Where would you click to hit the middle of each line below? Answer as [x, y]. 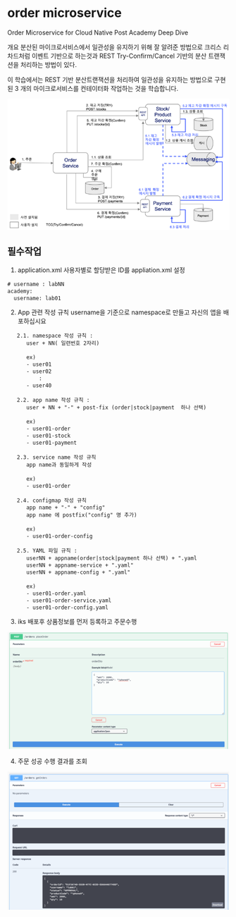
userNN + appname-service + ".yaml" [80, 565]
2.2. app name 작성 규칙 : [53, 400]
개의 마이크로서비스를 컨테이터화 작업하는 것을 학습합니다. [99, 88]
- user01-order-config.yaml [67, 608]
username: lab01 [37, 298]
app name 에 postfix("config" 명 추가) [81, 515]
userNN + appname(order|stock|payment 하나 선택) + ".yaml [111, 558]
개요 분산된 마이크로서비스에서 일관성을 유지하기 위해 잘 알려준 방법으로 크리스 [114, 47]
